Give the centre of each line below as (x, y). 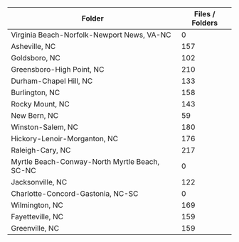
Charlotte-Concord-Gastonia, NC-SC (75, 193)
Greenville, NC (35, 228)
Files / (205, 14)
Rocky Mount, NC (40, 104)
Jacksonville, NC (39, 182)
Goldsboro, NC (36, 58)
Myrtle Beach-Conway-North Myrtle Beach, (85, 161)
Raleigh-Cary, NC (41, 150)
